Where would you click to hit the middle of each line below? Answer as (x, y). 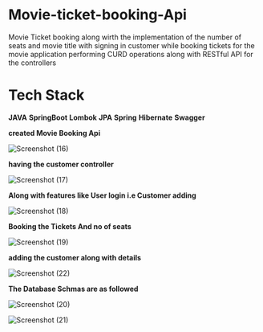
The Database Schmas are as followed (73, 289)
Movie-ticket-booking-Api (97, 15)
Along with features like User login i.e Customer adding (102, 195)
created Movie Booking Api (55, 133)
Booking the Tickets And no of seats (70, 226)
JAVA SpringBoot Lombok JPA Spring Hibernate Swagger (107, 117)
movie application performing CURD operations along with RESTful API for (131, 54)
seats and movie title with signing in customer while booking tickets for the (131, 45)
